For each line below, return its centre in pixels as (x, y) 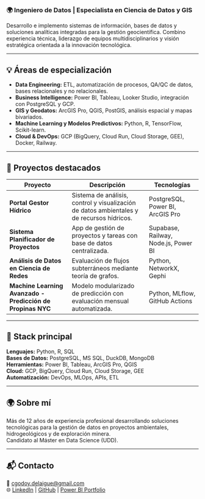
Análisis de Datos (35, 260)
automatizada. (92, 308)
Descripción (107, 185)
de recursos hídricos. (102, 218)
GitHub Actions (171, 301)
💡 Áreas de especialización (59, 70)
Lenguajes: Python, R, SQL (41, 351)
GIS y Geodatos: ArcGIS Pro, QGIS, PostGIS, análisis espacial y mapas (103, 111)
